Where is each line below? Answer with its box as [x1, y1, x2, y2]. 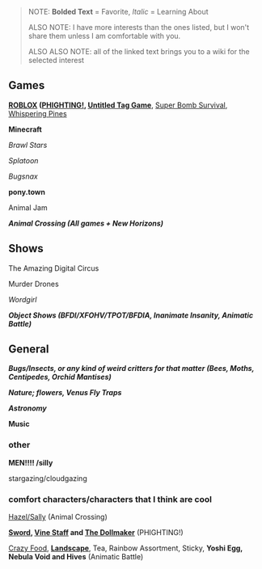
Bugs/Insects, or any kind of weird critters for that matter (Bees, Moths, [8, 364, 255, 373]
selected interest [27, 56, 85, 65]
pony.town [8, 187, 46, 196]
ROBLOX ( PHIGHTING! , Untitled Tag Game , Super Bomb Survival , [8, 100, 228, 110]
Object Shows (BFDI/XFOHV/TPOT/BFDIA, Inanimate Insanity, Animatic [8, 310, 253, 320]
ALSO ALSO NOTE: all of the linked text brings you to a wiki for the [27, 47, 250, 56]
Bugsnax [8, 171, 38, 181]
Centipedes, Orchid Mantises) [8, 372, 112, 382]
